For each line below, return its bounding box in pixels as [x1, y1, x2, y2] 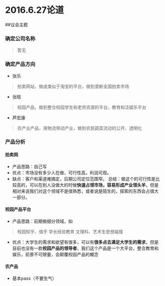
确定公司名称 [5, 35, 36, 42]
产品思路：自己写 [12, 163, 47, 170]
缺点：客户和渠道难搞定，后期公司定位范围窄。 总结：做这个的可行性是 [12, 175, 156, 182]
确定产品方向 [5, 61, 36, 68]
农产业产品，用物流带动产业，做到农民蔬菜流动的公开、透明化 [17, 125, 142, 131]
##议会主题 [5, 22, 28, 28]
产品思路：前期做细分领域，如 [12, 218, 73, 224]
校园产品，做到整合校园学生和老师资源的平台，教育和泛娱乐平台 [17, 104, 146, 110]
